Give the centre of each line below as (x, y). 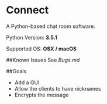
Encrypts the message (42, 95)
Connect (27, 10)
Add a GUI (27, 83)
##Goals (16, 71)
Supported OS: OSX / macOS (42, 49)
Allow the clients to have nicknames (58, 88)
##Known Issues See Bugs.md (43, 60)
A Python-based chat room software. (51, 26)
